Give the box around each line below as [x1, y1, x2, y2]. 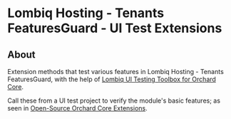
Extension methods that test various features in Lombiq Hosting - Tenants [7, 68, 225, 76]
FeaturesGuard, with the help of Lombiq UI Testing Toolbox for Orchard [7, 75, 216, 83]
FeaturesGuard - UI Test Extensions [7, 20, 222, 36]
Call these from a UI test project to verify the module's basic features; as [7, 96, 221, 105]
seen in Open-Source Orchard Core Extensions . [7, 104, 148, 112]
